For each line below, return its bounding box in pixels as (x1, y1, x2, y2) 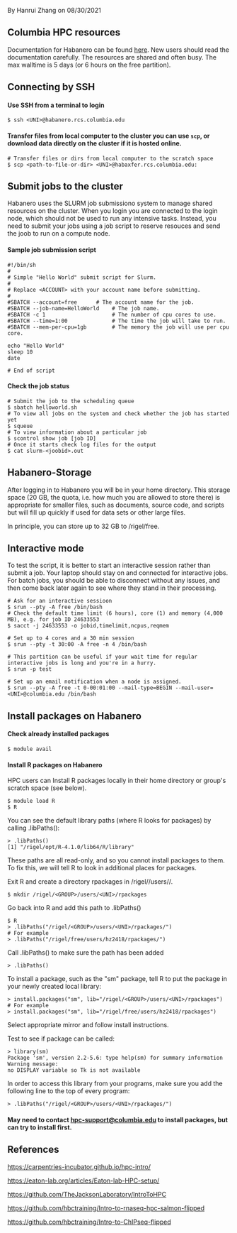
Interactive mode (7, 542, 84, 554)
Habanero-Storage (7, 466, 92, 478)
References (7, 1144, 59, 1156)
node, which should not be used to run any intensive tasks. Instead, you (7, 214, 217, 223)
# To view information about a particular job (7, 429, 147, 436)
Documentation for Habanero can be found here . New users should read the (7, 45, 230, 54)
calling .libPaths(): (7, 823, 60, 833)
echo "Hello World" (7, 342, 65, 349)
